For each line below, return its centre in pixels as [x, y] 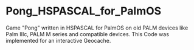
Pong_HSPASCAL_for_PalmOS [84, 11]
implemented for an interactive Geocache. [58, 40]
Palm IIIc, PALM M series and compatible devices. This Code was [88, 34]
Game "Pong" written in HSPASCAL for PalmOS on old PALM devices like [97, 28]
